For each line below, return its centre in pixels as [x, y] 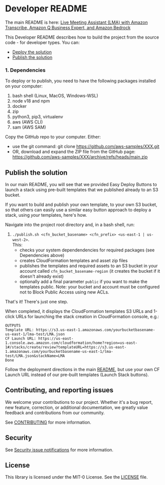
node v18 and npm [31, 101]
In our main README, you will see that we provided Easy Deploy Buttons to [81, 185]
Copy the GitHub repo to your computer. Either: [53, 137]
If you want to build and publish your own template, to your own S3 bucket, [81, 205]
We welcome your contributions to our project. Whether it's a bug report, [79, 402]
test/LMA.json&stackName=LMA [35, 356]
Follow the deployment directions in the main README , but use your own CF [82, 370]
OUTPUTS [13, 326]
